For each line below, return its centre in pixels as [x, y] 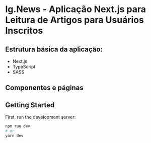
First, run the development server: [41, 117]
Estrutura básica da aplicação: [54, 49]
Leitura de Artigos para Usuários [75, 20]
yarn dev [14, 135]
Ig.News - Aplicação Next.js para [75, 9]
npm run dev [18, 126]
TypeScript [24, 67]
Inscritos [24, 31]
